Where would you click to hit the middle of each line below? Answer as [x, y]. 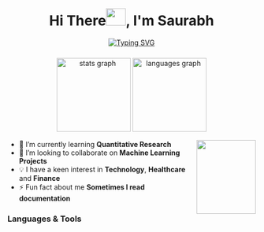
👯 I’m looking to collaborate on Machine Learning [99, 153]
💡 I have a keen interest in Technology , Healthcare [102, 169]
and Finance [39, 178]
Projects [33, 160]
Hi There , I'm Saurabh [132, 21]
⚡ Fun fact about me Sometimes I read [82, 187]
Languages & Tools [45, 219]
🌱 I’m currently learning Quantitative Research [95, 144]
